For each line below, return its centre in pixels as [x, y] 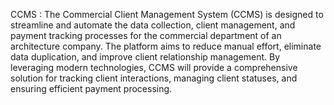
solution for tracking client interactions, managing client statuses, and [154, 78]
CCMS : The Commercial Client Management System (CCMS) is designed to [167, 14]
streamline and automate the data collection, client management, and [153, 25]
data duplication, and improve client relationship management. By [145, 57]
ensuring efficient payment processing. [91, 88]
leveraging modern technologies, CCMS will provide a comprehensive [154, 67]
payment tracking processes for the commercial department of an [146, 35]
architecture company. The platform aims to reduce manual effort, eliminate [166, 46]
